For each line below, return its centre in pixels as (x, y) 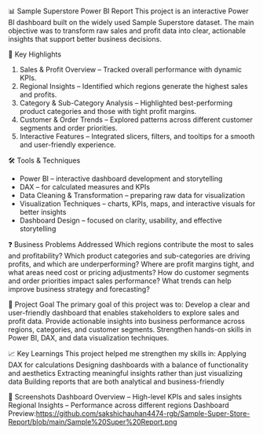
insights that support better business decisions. (85, 39)
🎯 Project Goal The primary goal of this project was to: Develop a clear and (129, 304)
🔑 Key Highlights (35, 54)
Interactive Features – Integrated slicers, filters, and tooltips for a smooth (137, 136)
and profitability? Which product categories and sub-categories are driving (129, 256)
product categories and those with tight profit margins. (108, 111)
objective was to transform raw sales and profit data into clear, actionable (127, 31)
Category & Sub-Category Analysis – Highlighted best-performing (126, 103)
